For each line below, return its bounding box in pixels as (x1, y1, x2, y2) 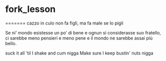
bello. (5, 40, 17, 46)
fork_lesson (5, 3, 56, 15)
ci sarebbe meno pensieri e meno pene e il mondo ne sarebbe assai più (5, 35, 153, 41)
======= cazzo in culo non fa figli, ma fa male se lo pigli (5, 20, 124, 26)
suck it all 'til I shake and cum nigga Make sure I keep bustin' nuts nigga (5, 50, 154, 56)
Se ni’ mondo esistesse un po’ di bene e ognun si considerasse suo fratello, (5, 29, 161, 35)
